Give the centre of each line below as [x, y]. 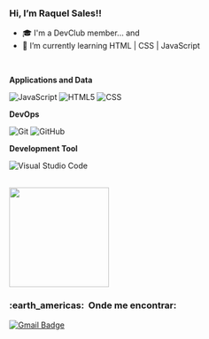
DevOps [24, 114]
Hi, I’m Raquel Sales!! [55, 13]
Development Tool [43, 149]
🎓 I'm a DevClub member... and [81, 33]
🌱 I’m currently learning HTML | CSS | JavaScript [111, 46]
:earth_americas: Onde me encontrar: [93, 305]
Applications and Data [51, 80]
